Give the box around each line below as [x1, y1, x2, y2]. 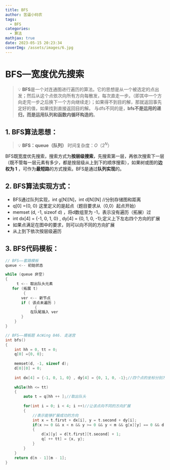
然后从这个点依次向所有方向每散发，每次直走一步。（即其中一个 [26, 92, 158, 99]
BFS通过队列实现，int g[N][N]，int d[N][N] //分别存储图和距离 [12, 196, 141, 203]
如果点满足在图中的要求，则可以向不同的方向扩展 [12, 221, 115, 228]
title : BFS [5, 7, 28, 13]
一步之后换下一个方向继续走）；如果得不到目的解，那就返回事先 [31, 99, 162, 105]
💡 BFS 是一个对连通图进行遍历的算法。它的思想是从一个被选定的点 [17, 86, 155, 92]
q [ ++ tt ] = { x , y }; [41, 437, 85, 442]
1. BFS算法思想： [5, 128, 58, 136]
